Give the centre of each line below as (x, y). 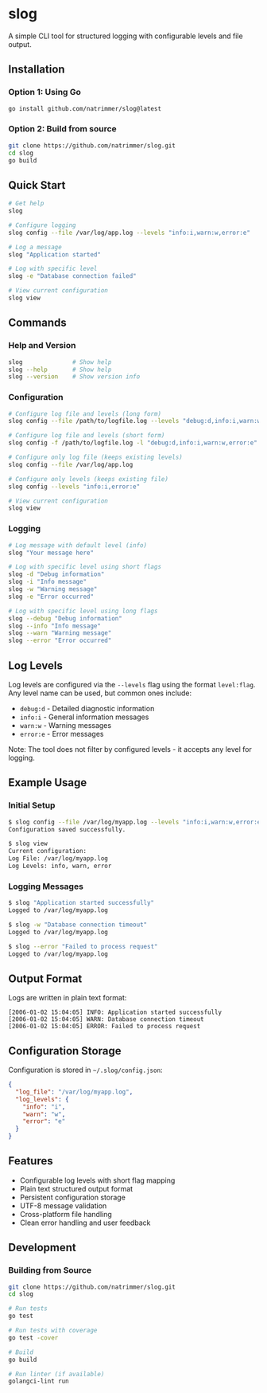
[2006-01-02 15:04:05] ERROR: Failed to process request (104, 1027)
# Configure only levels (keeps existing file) (89, 479)
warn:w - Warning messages (66, 725)
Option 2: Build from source (62, 129)
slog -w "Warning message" (53, 589)
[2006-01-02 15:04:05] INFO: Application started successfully (115, 1012)
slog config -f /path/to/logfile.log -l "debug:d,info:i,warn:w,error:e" (133, 443)
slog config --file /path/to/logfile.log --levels (94, 421)
